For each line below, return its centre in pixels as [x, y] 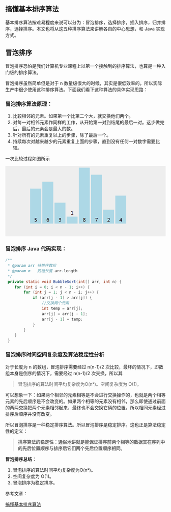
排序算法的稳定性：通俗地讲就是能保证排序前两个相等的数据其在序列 [89, 442]
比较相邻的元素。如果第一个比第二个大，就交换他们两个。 [73, 116]
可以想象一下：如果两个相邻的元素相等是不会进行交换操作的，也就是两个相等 [85, 395]
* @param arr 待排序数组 [32, 266]
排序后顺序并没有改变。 [30, 414]
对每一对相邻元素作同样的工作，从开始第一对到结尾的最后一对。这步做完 [88, 122]
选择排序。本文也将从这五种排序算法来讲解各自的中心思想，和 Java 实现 [90, 29]
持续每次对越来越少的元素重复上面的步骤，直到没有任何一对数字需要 [84, 141]
